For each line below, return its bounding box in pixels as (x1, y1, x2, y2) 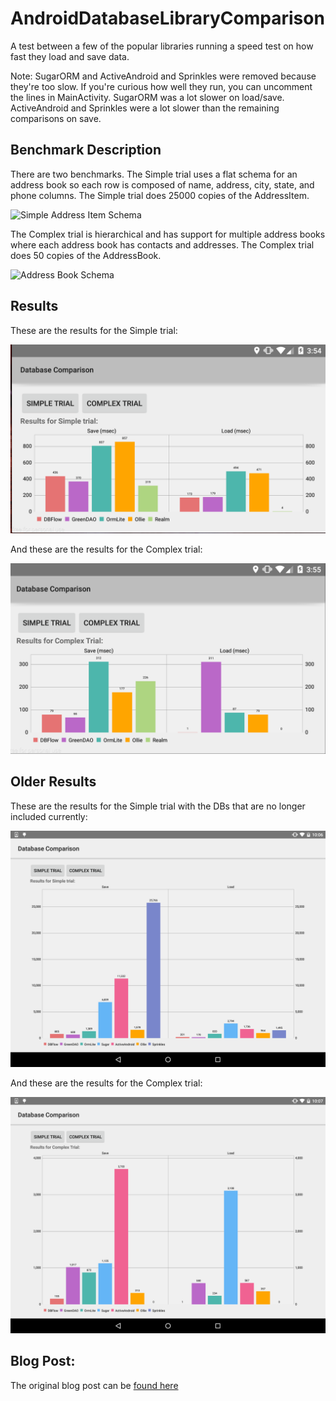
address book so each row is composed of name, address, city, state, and (10, 178, 315, 191)
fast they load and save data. (10, 50, 130, 62)
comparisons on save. (10, 112, 102, 124)
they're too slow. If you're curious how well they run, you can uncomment (10, 80, 313, 92)
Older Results (10, 773, 97, 791)
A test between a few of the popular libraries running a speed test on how (10, 40, 314, 52)
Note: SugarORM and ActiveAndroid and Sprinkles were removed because (10, 70, 317, 82)
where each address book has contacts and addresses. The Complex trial (10, 238, 315, 251)
